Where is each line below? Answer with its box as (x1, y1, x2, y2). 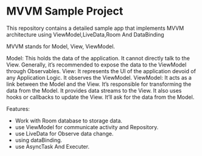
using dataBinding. (15, 136, 63, 144)
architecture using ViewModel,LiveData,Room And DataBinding (6, 30, 164, 38)
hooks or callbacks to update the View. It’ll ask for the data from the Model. (6, 93, 195, 101)
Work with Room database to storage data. (15, 117, 123, 124)
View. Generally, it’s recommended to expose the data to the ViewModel (6, 61, 187, 68)
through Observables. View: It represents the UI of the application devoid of (6, 67, 197, 74)
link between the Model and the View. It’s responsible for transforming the (6, 80, 192, 88)
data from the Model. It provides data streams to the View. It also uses (6, 87, 182, 94)
